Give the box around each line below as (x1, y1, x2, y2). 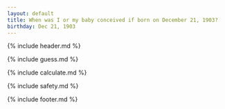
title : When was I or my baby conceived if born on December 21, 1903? (7, 17, 218, 23)
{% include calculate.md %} (7, 68, 87, 77)
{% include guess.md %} (7, 55, 78, 63)
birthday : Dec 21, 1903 (7, 23, 76, 30)
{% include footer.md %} (7, 95, 78, 103)
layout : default (7, 10, 54, 17)
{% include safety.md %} (7, 82, 79, 90)
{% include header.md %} (7, 42, 81, 50)
